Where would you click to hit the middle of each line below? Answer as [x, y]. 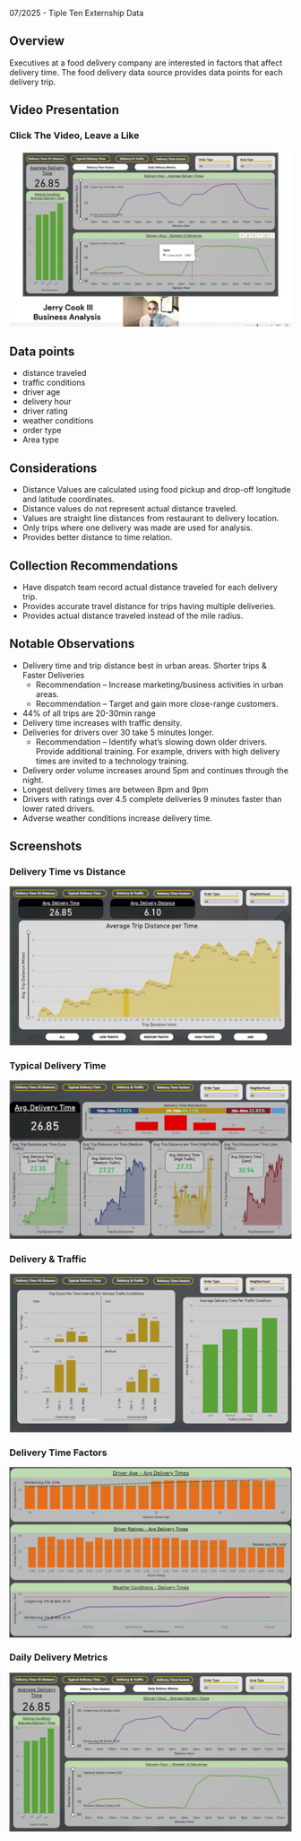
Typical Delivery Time [58, 1065]
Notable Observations [72, 644]
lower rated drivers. [58, 808]
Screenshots [46, 846]
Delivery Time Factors [58, 1453]
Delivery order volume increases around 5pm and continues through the [155, 770]
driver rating [45, 411]
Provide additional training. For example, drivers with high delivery [158, 751]
